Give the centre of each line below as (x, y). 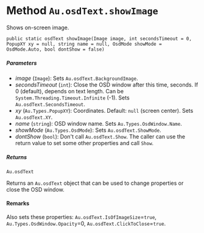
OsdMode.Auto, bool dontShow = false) (55, 49)
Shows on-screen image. (38, 27)
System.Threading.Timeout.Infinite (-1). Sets (72, 98)
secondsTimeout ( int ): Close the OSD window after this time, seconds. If (107, 84)
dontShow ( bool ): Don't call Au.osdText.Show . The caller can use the (100, 136)
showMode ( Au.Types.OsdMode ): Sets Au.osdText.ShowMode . (88, 130)
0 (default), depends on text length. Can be (69, 91)
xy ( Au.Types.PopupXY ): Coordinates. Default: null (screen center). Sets (104, 110)
